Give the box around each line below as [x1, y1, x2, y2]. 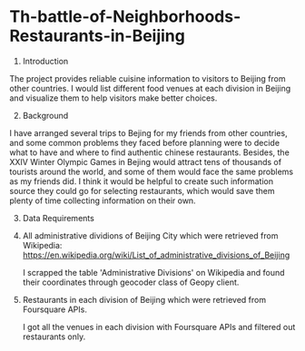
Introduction [22, 55, 69, 66]
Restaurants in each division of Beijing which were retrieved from [22, 294, 266, 305]
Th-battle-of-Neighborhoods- [9, 6, 241, 27]
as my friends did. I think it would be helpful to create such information [9, 175, 274, 187]
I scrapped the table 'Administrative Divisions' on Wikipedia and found [22, 267, 285, 278]
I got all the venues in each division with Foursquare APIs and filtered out [22, 321, 296, 332]
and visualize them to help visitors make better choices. [9, 93, 218, 103]
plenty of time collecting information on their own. [9, 195, 197, 206]
